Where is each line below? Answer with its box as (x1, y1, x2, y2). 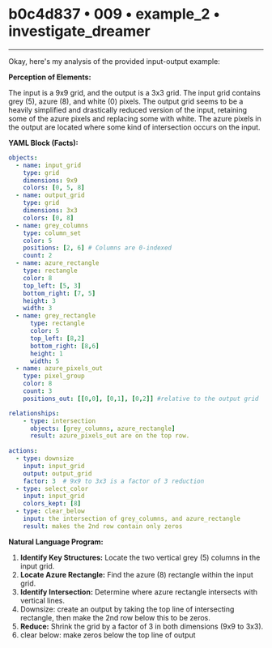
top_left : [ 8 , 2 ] (29, 334, 85, 343)
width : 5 (29, 357, 60, 365)
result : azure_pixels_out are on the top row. (29, 432, 190, 440)
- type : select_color (15, 484, 89, 492)
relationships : (8, 409, 60, 417)
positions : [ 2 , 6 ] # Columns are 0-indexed (23, 244, 172, 252)
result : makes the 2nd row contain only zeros (23, 522, 183, 531)
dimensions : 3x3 (23, 207, 79, 215)
